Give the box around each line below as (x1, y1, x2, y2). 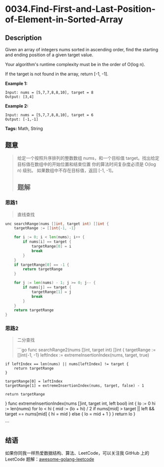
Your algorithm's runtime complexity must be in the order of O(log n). (5, 62, 145, 67)
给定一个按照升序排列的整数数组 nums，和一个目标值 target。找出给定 (17, 155, 160, 161)
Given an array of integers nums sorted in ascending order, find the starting (5, 47, 159, 52)
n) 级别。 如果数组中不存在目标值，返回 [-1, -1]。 (17, 167, 116, 173)
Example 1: (5, 80, 28, 86)
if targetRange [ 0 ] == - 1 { (14, 262, 69, 267)
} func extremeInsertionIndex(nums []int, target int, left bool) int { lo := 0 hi (5, 400, 156, 406)
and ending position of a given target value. (5, 52, 94, 58)
